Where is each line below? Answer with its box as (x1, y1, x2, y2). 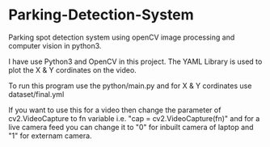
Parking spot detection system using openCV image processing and (8, 32, 235, 42)
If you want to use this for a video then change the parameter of (8, 105, 221, 115)
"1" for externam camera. (8, 131, 92, 141)
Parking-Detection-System (8, 6, 194, 24)
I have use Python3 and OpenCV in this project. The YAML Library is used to (8, 57, 263, 66)
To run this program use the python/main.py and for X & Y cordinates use (8, 81, 252, 90)
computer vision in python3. (8, 40, 102, 50)
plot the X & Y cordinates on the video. (8, 65, 137, 74)
